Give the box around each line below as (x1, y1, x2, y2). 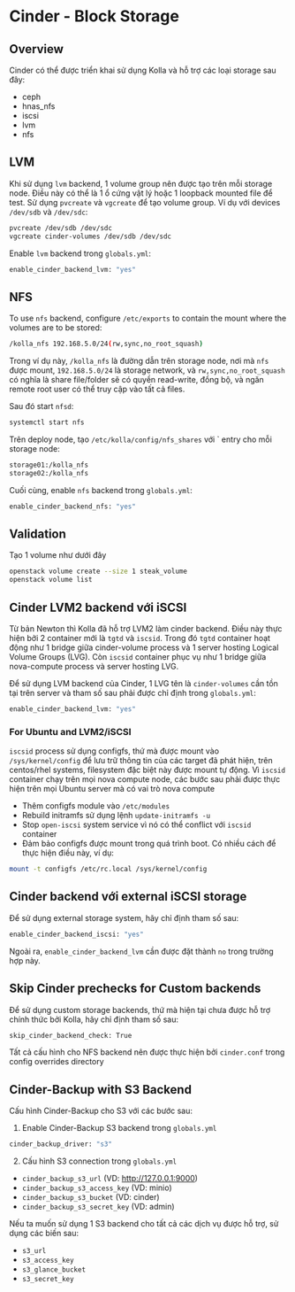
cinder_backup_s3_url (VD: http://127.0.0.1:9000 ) (21, 1173, 199, 1184)
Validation (9, 527, 66, 542)
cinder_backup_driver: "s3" (9, 1140, 113, 1149)
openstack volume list (9, 576, 93, 584)
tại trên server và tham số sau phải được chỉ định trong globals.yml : (9, 688, 256, 698)
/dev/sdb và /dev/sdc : (9, 206, 88, 217)
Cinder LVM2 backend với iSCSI (9, 600, 187, 615)
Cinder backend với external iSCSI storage (9, 889, 247, 904)
